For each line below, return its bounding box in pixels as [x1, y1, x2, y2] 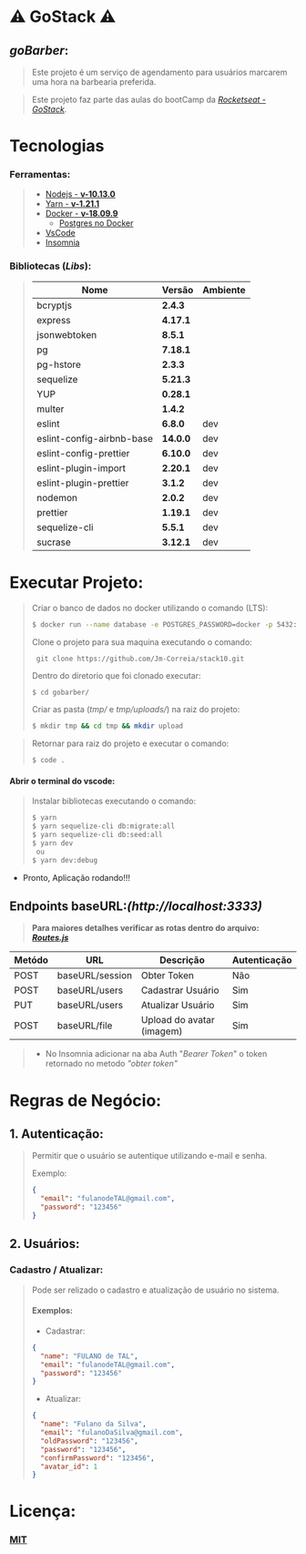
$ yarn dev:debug [31, 855, 98, 864]
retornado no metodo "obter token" [45, 1058, 178, 1069]
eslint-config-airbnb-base [36, 432, 153, 445]
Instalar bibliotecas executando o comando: [31, 795, 197, 807]
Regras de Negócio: [9, 1090, 162, 1110]
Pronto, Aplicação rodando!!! [22, 872, 130, 883]
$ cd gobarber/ [31, 688, 90, 697]
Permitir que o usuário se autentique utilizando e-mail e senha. [31, 1150, 268, 1161]
